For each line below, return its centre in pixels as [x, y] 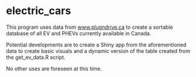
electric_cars [39, 11]
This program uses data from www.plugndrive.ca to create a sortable [89, 27]
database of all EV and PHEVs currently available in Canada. [79, 33]
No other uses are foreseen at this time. [54, 68]
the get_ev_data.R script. [36, 57]
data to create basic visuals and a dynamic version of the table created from [98, 51]
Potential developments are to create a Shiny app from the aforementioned [96, 45]
